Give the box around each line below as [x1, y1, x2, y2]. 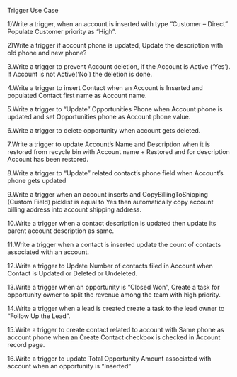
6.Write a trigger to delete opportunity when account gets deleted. [7, 126, 201, 134]
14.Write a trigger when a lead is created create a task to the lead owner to [7, 305, 225, 312]
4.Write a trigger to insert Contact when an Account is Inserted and [7, 84, 203, 92]
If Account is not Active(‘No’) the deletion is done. [7, 70, 153, 78]
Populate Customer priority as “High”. [7, 28, 117, 35]
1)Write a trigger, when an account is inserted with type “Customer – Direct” [7, 20, 229, 28]
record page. [7, 341, 45, 349]
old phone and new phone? [7, 49, 87, 57]
